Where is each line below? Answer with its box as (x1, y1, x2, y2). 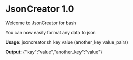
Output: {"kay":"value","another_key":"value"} (5, 49, 103, 55)
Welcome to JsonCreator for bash (5, 20, 76, 26)
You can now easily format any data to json (5, 29, 96, 35)
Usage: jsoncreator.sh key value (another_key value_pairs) (5, 39, 128, 45)
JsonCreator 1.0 (5, 3, 74, 15)
